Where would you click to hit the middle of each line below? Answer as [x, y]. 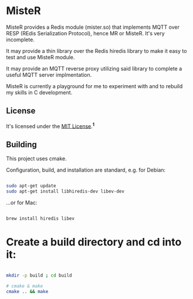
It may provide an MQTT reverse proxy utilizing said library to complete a [94, 68]
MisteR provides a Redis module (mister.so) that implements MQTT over [93, 27]
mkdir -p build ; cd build [39, 275]
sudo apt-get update [31, 186]
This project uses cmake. [36, 159]
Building [21, 144]
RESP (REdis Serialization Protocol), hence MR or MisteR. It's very [86, 33]
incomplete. [21, 39]
